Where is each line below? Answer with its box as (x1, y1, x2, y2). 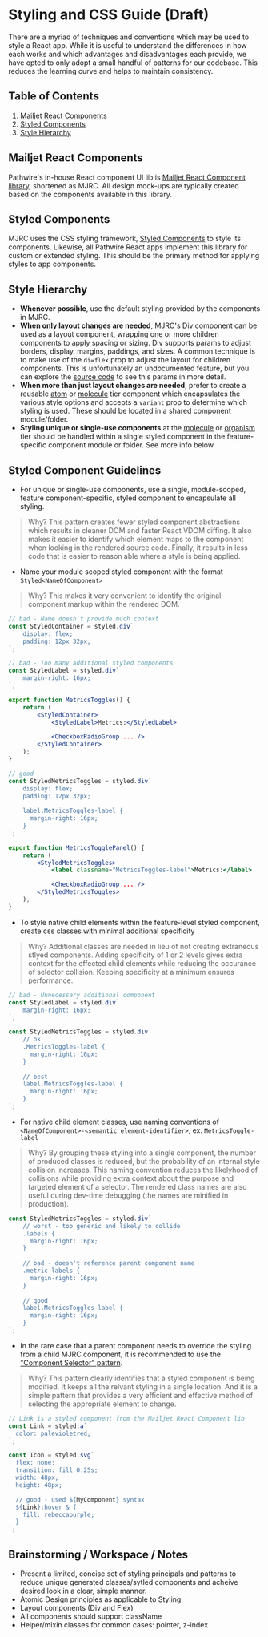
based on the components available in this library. (8, 189, 172, 199)
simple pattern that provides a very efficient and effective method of (27, 1390, 254, 1400)
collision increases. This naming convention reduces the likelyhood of (27, 1165, 258, 1174)
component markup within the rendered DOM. (27, 600, 180, 608)
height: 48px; (15, 1481, 62, 1489)
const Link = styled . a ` (8, 1421, 88, 1430)
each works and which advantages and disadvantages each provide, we (8, 49, 246, 59)
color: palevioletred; (15, 1429, 91, 1437)
